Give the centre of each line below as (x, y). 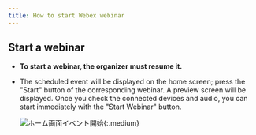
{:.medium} (122, 123)
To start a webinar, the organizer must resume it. (101, 66)
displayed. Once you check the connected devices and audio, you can (134, 99)
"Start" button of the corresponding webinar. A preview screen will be (133, 90)
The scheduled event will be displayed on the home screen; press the (132, 82)
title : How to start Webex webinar (67, 15)
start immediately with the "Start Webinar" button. (100, 107)
